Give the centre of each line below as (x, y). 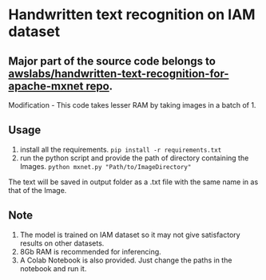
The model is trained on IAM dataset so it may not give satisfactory (130, 235)
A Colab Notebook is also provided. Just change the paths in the (126, 260)
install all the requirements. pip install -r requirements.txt (121, 149)
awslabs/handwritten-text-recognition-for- (119, 73)
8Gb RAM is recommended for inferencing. (90, 251)
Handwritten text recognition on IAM (132, 15)
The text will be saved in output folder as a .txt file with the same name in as (133, 182)
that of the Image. (38, 190)
